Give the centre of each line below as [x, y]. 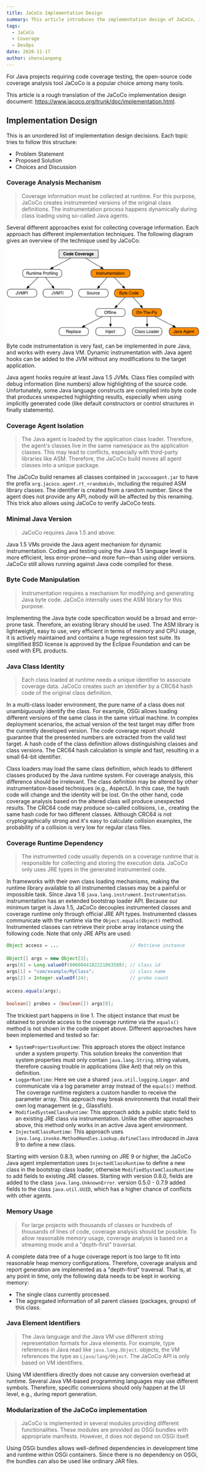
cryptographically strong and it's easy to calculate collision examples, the [99, 821]
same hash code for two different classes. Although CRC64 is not [89, 814]
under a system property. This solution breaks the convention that [99, 1053]
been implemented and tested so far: [53, 1035]
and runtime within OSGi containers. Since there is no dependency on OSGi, [102, 1455]
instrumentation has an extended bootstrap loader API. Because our [92, 901]
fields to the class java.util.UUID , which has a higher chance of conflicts [99, 1189]
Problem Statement [40, 154]
